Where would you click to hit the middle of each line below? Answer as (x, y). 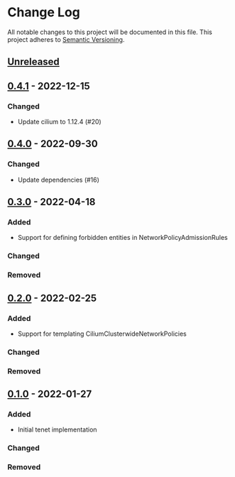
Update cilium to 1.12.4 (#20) (59, 122)
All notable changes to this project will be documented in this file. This (110, 32)
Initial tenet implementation (57, 429)
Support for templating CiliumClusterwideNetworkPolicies (102, 334)
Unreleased (34, 62)
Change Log (44, 12)
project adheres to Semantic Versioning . (66, 39)
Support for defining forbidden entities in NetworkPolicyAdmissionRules (123, 238)
